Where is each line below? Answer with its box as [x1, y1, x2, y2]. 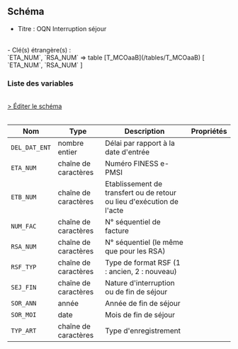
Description [124, 127, 165, 137]
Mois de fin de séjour [105, 310, 176, 320]
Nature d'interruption [105, 278, 175, 288]
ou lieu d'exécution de [105, 197, 178, 207]
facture [105, 226, 130, 236]
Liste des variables [7, 78, 74, 88]
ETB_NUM [11, 193, 37, 201]
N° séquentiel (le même [105, 237, 184, 247]
